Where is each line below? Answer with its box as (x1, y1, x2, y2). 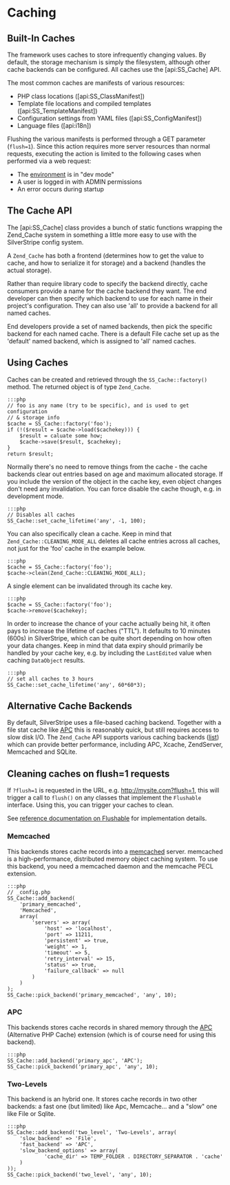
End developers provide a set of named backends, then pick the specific (7, 322, 213, 330)
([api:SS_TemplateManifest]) (17, 107, 98, 115)
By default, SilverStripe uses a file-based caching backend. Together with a (7, 719, 222, 727)
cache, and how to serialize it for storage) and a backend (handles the (7, 258, 206, 267)
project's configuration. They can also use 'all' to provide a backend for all (7, 301, 218, 310)
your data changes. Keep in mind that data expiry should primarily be (7, 641, 203, 650)
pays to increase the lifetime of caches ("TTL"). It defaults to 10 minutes (7, 627, 211, 635)
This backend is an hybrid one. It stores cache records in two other (7, 1095, 198, 1103)
